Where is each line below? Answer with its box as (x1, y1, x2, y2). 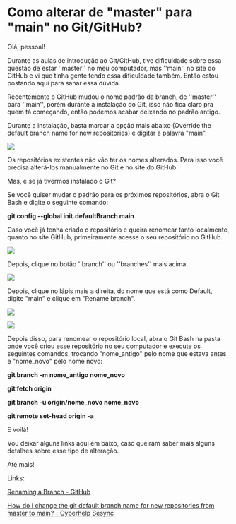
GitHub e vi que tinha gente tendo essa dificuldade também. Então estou (7, 71, 219, 80)
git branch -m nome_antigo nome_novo (7, 370, 126, 379)
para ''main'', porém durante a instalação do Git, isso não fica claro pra (7, 100, 214, 108)
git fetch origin (7, 384, 52, 393)
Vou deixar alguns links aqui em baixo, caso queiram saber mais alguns (7, 439, 216, 447)
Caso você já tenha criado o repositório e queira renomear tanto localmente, (7, 225, 230, 234)
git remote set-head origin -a (7, 411, 94, 420)
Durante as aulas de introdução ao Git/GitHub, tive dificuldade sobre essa (7, 56, 222, 64)
